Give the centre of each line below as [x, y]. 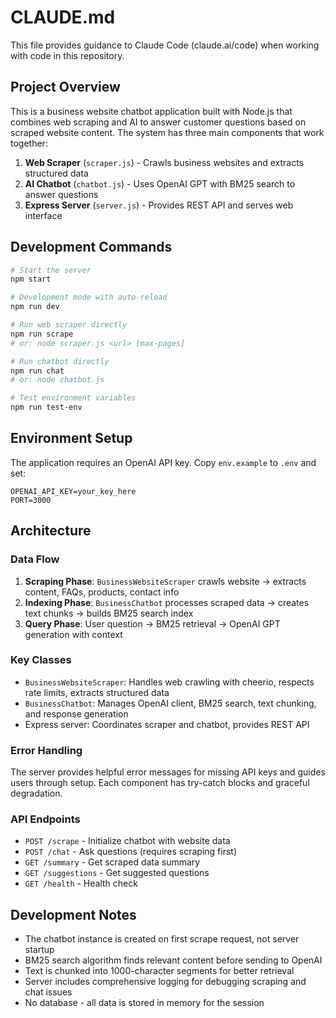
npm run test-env [46, 407]
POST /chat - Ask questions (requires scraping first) [131, 852]
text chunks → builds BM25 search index [109, 613]
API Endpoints [45, 819]
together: [29, 143]
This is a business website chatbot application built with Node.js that [151, 111]
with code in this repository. [67, 55]
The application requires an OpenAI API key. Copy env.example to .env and [163, 462]
